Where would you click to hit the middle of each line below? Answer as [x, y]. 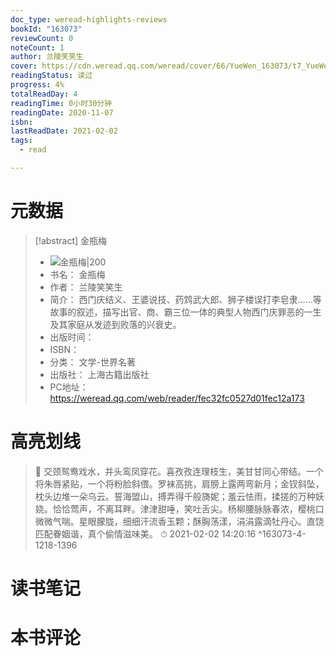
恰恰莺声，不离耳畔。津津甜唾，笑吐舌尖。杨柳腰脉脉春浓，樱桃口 [188, 508]
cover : [24, 66]
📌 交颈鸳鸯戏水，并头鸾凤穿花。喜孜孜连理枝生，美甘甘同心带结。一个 [179, 471]
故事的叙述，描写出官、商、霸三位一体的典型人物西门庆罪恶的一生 [185, 312]
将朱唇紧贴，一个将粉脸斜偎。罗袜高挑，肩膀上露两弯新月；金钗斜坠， [179, 483]
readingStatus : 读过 [51, 76]
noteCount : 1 [37, 47]
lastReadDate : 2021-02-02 [64, 131]
